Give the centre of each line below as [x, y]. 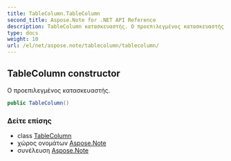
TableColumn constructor [64, 74]
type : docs [23, 33]
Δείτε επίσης [29, 120]
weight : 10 [23, 39]
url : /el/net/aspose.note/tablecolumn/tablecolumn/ [83, 46]
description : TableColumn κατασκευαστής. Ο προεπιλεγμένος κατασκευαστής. [117, 26]
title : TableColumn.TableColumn [54, 13]
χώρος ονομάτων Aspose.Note [62, 143]
